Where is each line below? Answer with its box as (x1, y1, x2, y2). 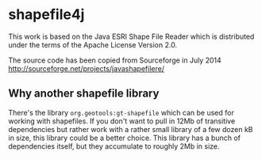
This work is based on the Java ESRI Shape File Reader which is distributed (8, 32, 255, 41)
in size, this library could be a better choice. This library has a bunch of (8, 133, 241, 142)
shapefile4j (8, 6, 85, 24)
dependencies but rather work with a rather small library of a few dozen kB (8, 124, 253, 134)
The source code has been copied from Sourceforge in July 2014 (8, 55, 222, 65)
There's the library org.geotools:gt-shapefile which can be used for (8, 108, 234, 117)
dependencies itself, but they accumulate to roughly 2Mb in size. (8, 141, 220, 151)
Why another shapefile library (8, 87, 160, 100)
